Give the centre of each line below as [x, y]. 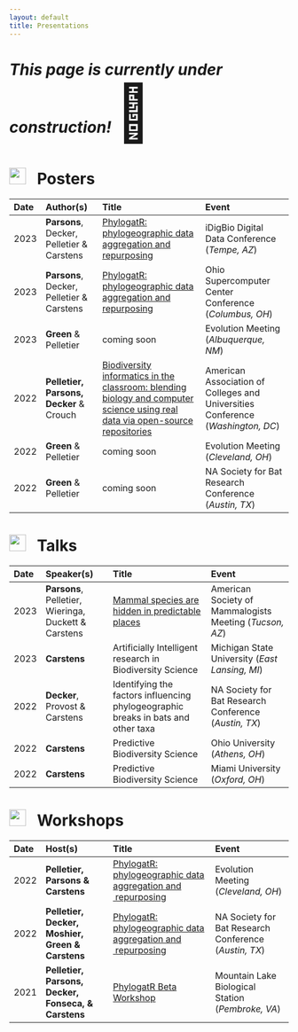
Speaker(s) [70, 574]
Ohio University [243, 743]
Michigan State [242, 647]
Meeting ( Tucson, [247, 622]
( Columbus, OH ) [239, 314]
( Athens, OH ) [238, 754]
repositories [127, 431]
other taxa [133, 728]
